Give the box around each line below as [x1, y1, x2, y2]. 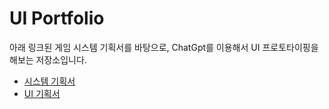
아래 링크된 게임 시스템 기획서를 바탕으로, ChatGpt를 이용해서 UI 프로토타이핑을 [9, 41, 319, 53]
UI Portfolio [9, 7, 105, 30]
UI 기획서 [23, 87, 61, 99]
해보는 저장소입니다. [9, 53, 87, 66]
